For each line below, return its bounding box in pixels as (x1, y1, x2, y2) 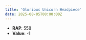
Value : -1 (12, 30, 31, 36)
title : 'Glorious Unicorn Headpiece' (5, 7, 82, 12)
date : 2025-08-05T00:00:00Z (5, 12, 63, 17)
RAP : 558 (12, 25, 32, 31)
